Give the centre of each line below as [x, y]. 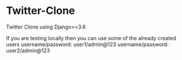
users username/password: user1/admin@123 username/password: [87, 44]
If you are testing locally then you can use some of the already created [91, 38]
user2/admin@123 [28, 50]
